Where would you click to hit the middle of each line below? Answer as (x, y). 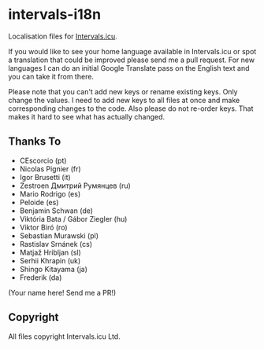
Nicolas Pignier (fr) (50, 169)
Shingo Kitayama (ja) (54, 269)
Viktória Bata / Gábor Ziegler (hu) (73, 219)
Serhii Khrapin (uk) (50, 260)
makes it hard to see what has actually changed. (87, 116)
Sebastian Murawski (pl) (59, 235)
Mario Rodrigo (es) (50, 193)
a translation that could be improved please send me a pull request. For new (131, 60)
